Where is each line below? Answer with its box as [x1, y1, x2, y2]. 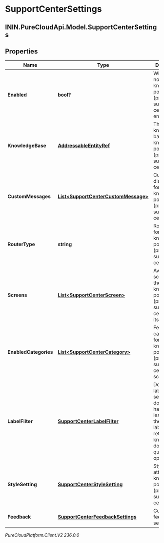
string [58, 241, 72, 248]
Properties [5, 47, 38, 55]
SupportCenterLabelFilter [58, 418, 119, 425]
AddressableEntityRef [58, 142, 110, 149]
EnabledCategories [7, 349, 53, 356]
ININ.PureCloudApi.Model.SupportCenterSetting [5, 23, 157, 31]
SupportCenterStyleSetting [58, 481, 123, 488]
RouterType [7, 241, 35, 248]
